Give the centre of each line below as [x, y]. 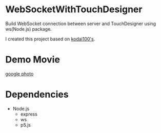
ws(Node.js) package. [29, 29]
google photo [19, 74]
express [29, 114]
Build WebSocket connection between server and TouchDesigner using [81, 24]
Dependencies [37, 94]
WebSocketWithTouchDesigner [74, 9]
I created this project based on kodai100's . [50, 39]
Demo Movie [33, 60]
